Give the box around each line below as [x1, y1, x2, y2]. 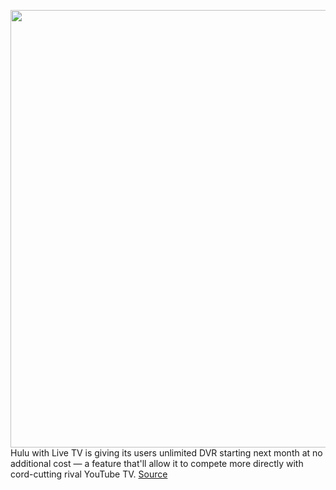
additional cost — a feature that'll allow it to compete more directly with [10, 458, 304, 469]
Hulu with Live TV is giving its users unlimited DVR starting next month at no [10, 447, 323, 459]
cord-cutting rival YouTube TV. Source [10, 468, 168, 480]
